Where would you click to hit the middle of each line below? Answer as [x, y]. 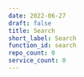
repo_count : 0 [32, 53]
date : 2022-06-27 [37, 16]
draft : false [30, 23]
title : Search [32, 30]
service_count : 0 [37, 61]
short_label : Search [43, 38]
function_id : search [43, 46]
